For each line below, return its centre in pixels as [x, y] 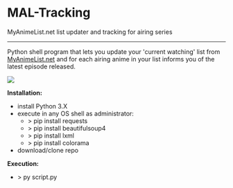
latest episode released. [42, 66]
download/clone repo [48, 150]
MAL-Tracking [49, 13]
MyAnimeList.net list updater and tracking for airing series [90, 32]
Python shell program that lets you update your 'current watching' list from [114, 51]
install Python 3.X [42, 106]
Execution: [23, 163]
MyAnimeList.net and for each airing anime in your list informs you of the [111, 59]
